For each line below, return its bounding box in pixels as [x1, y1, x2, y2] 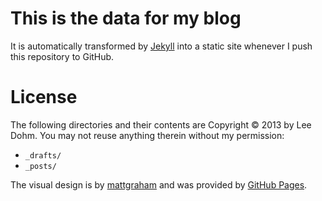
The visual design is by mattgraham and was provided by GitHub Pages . [10, 178, 308, 191]
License [10, 86, 78, 109]
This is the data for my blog [10, 7, 242, 30]
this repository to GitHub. [10, 50, 115, 62]
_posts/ [24, 161, 57, 171]
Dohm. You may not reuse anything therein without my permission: [10, 129, 285, 141]
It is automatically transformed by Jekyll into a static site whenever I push [10, 40, 313, 52]
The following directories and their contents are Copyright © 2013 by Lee [10, 118, 312, 131]
